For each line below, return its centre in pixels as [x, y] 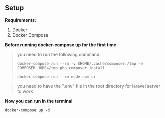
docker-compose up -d [28, 110]
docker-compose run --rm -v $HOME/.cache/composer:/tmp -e [80, 64]
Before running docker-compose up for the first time [61, 45]
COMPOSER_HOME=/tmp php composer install [61, 68]
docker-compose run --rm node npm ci [57, 77]
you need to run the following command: [59, 54]
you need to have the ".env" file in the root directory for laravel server [89, 86]
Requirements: [21, 20]
